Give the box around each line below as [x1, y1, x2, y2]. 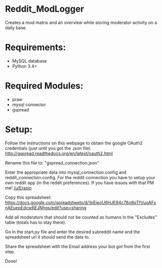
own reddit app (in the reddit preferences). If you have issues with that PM [5, 180, 154, 186]
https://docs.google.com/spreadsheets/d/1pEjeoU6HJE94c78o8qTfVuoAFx [5, 199, 157, 206]
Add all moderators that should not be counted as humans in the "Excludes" [5, 214, 157, 220]
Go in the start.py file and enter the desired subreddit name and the [5, 228, 140, 235]
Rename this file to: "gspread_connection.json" [5, 160, 99, 165]
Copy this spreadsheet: [5, 194, 52, 200]
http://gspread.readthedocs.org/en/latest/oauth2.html [5, 150, 113, 156]
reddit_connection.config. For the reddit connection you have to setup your [5, 174, 156, 180]
